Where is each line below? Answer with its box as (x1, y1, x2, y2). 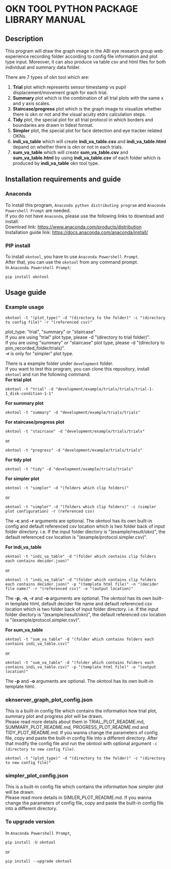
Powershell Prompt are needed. (5, 207, 71, 213)
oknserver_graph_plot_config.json (5, 696, 93, 703)
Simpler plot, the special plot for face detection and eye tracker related (12, 127, 162, 134)
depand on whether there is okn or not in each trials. (12, 144, 124, 150)
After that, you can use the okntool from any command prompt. (5, 259, 139, 265)
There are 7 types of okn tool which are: (5, 74, 90, 80)
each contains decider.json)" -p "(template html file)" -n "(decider (5, 581, 159, 586)
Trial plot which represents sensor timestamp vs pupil (12, 84, 126, 90)
